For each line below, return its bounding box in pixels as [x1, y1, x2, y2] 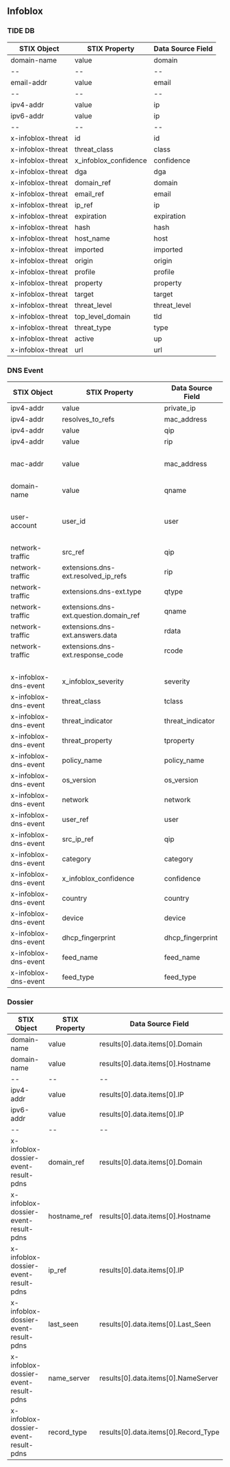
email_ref [74, 189, 105, 198]
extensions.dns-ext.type [62, 586, 142, 596]
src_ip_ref [62, 834, 94, 844]
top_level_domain [74, 311, 131, 321]
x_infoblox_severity [62, 677, 125, 686]
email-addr [10, 77, 48, 87]
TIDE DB [7, 26, 35, 36]
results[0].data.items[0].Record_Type [99, 1427, 220, 1437]
